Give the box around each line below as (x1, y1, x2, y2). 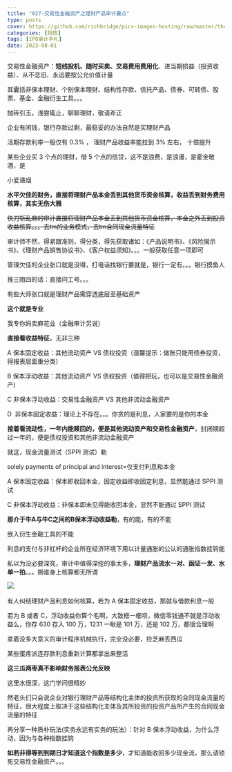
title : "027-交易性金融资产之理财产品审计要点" (7, 10, 130, 17)
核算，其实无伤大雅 (7, 200, 62, 207)
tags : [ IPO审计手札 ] (7, 36, 62, 43)
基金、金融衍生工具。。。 (19, 94, 86, 102)
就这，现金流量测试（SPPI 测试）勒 (7, 448, 107, 456)
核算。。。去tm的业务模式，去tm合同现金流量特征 (19, 222, 155, 231)
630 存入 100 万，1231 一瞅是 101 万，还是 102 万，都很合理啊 (39, 620, 214, 628)
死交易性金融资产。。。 (7, 757, 68, 765)
